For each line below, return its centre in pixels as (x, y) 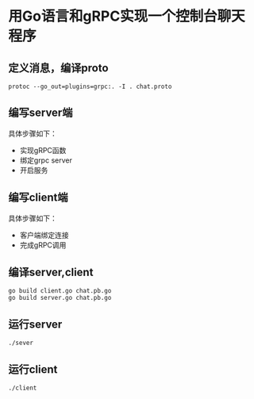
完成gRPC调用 (43, 245)
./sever (21, 343)
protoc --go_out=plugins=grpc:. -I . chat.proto (90, 86)
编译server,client (51, 272)
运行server (35, 324)
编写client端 (38, 198)
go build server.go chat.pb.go (60, 298)
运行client (33, 369)
